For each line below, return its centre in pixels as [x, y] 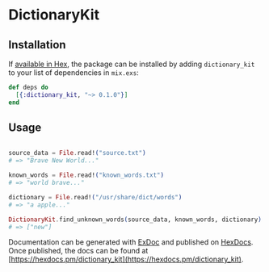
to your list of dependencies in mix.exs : [74, 73]
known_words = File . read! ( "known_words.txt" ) [86, 175]
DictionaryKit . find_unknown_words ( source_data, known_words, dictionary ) [135, 220]
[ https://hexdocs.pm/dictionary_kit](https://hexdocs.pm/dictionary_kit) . [126, 259]
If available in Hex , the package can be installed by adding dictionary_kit [132, 64]
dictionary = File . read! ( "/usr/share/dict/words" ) [95, 197]
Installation [37, 45]
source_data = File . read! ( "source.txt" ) [78, 153]
